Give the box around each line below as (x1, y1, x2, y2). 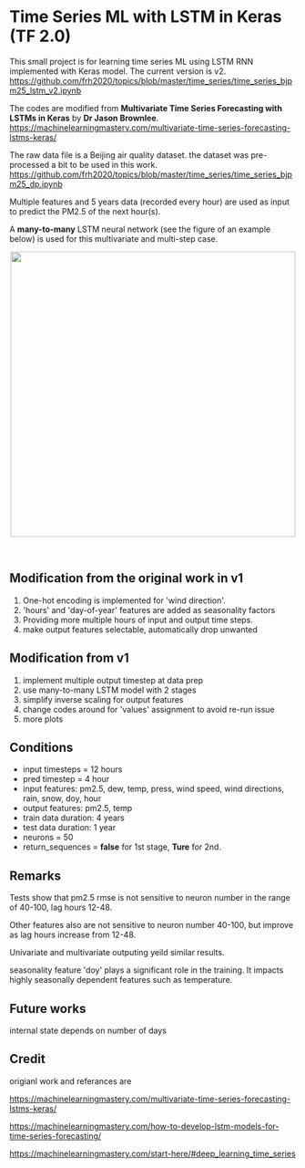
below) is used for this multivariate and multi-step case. (9, 233, 219, 244)
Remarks (9, 868, 62, 883)
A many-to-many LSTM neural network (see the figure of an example (9, 224, 271, 235)
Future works (9, 1001, 86, 1017)
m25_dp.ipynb (9, 178, 64, 189)
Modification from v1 (9, 651, 129, 666)
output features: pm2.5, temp (22, 803, 133, 814)
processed (9, 159, 50, 170)
